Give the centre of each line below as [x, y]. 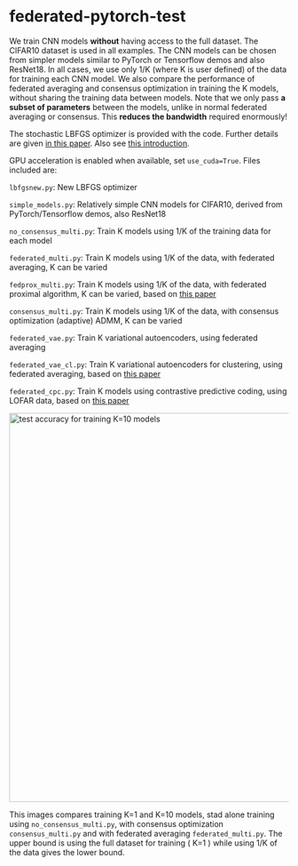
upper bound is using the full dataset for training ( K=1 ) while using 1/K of [143, 843]
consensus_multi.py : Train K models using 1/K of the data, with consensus [144, 311]
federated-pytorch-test [98, 16]
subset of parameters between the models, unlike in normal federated [138, 107]
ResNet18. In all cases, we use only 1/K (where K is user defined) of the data [148, 69]
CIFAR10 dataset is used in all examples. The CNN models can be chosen [143, 50]
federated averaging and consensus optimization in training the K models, [144, 88]
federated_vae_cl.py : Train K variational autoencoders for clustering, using [146, 364]
